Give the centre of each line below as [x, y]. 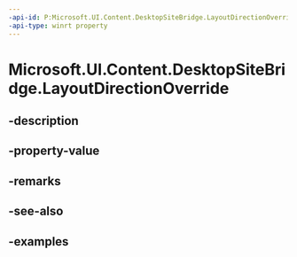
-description [43, 121]
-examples [39, 241]
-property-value [54, 151]
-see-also [36, 211]
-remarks [35, 181]
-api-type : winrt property [58, 26]
